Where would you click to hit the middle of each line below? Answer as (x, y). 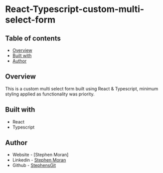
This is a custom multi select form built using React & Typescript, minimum (82, 88)
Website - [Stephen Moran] (40, 155)
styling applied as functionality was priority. (50, 94)
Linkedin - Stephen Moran (39, 160)
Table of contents (33, 38)
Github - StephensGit (34, 165)
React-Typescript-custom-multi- (75, 9)
